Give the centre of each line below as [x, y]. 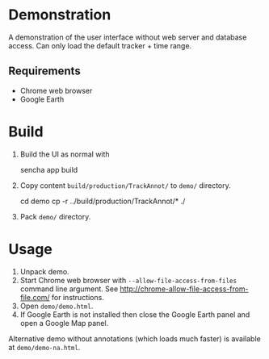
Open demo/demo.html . [57, 306]
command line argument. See [69, 289]
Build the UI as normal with [65, 154]
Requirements [44, 71]
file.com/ [35, 297]
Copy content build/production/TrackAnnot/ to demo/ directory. [126, 185]
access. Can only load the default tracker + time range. [100, 45]
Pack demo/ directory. [55, 216]
